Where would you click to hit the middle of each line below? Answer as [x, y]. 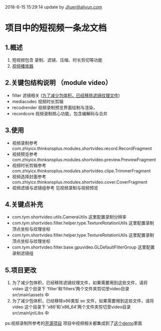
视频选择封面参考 [29, 176]
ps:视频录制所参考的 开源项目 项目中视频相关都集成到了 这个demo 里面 [74, 323]
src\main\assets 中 [30, 295]
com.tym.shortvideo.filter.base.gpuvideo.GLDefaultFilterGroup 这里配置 [83, 247]
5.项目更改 [21, 270]
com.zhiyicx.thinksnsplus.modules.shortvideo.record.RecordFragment [82, 148]
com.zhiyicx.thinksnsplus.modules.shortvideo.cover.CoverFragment [80, 182]
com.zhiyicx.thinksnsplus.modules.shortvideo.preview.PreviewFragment [84, 159]
